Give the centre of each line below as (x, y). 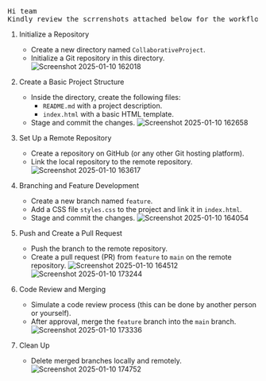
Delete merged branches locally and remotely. (106, 361)
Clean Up (34, 345)
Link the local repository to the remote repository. (112, 162)
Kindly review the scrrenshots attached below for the (116, 19)
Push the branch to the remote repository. (99, 248)
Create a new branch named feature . (92, 201)
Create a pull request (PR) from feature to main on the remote (131, 257)
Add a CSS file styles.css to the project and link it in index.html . (137, 209)
